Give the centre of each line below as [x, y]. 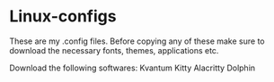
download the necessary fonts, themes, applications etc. [114, 50]
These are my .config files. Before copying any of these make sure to [137, 41]
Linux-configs [63, 16]
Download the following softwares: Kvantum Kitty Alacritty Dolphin [133, 68]
